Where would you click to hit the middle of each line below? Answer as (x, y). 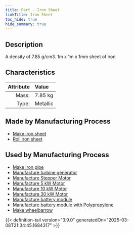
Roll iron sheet (28, 139)
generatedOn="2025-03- (103, 220)
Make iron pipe (28, 167)
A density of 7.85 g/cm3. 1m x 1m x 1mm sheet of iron (60, 57)
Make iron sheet (29, 133)
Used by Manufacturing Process (57, 155)
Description (24, 44)
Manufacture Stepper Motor (41, 178)
